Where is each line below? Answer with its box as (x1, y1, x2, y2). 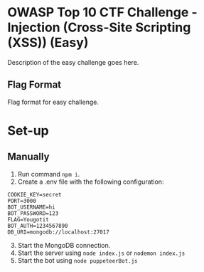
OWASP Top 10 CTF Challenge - (7, 4, 198, 21)
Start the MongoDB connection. (17, 241, 111, 249)
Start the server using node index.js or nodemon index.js (17, 249, 186, 257)
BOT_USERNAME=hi (7, 204, 55, 211)
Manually (7, 151, 50, 163)
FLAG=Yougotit (7, 216, 50, 223)
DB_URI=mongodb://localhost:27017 (7, 229, 110, 236)
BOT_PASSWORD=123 (7, 209, 59, 217)
